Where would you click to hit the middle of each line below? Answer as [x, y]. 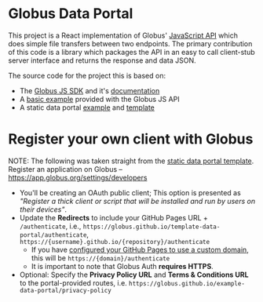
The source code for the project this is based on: [87, 75]
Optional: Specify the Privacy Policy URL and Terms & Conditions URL [134, 275]
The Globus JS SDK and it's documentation [89, 90]
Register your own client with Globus [131, 139]
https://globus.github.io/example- [187, 283]
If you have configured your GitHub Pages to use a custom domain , [140, 249]
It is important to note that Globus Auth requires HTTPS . [122, 266]
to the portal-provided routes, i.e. [73, 282]
